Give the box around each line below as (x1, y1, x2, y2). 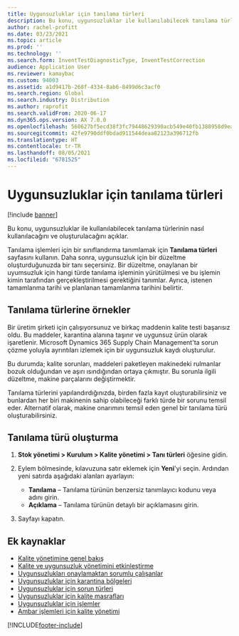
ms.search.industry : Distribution (7, 97, 110, 104)
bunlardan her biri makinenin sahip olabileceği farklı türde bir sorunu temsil (7, 396, 226, 405)
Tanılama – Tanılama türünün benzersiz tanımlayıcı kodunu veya (28, 486, 217, 494)
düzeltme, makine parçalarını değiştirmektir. (7, 375, 137, 383)
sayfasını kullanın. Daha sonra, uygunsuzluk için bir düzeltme (7, 253, 186, 261)
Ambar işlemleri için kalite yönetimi (17, 607, 120, 616)
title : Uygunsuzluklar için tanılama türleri (7, 10, 144, 18)
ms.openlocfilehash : (7, 122, 69, 130)
